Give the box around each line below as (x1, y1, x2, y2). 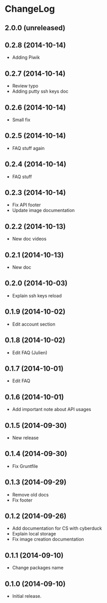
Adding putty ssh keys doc (12, 88, 69, 95)
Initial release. (12, 593, 42, 599)
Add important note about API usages (12, 406, 91, 413)
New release (12, 435, 39, 441)
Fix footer (12, 497, 33, 503)
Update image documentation (12, 207, 75, 213)
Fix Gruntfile (12, 463, 38, 469)
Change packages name (12, 565, 64, 571)
